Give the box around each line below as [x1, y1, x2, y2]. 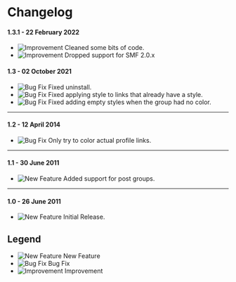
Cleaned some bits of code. [64, 44, 145, 52]
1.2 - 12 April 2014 [7, 120, 61, 129]
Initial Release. [63, 212, 105, 222]
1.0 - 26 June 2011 [7, 197, 61, 205]
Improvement [64, 267, 103, 275]
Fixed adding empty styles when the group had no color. [48, 98, 212, 106]
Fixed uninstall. [48, 82, 92, 91]
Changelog [7, 4, 73, 20]
